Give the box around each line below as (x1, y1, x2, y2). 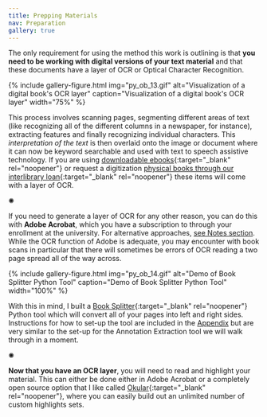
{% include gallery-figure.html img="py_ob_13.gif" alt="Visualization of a (8, 80, 245, 90)
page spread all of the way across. (8, 254, 122, 263)
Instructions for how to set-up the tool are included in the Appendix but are (8, 318, 254, 328)
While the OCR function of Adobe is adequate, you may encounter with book (8, 236, 260, 247)
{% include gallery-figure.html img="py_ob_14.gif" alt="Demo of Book (8, 269, 237, 279)
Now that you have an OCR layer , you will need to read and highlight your (8, 366, 251, 376)
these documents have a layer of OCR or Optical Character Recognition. (8, 65, 245, 75)
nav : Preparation (8, 19, 66, 27)
